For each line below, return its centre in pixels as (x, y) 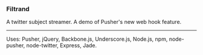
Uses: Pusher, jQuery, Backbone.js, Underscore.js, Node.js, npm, (87, 39)
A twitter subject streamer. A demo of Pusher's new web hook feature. (94, 22)
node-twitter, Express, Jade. (62, 45)
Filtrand (18, 9)
